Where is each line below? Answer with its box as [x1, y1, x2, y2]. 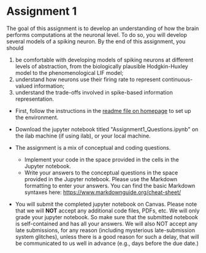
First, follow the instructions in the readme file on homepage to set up [15, 107, 191, 114]
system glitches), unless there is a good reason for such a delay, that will [15, 233, 199, 240]
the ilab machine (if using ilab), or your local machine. [15, 132, 151, 139]
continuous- [161, 76, 193, 83]
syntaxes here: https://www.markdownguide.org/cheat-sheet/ [24, 189, 181, 196]
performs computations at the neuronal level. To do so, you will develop [6, 31, 188, 38]
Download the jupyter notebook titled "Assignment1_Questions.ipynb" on [15, 125, 199, 133]
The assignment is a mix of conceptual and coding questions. [15, 144, 171, 151]
